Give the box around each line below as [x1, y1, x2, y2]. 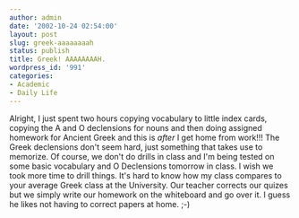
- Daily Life [9, 88, 58, 97]
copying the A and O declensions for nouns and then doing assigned [9, 122, 262, 133]
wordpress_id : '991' [9, 64, 87, 73]
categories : [9, 72, 54, 81]
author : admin [9, 13, 63, 22]
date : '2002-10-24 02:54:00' [9, 22, 118, 31]
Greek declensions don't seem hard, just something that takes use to [9, 141, 263, 153]
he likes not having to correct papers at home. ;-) [9, 198, 191, 209]
